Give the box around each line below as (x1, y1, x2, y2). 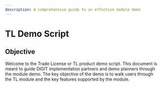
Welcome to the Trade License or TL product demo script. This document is (5, 61, 158, 66)
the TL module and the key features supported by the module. (5, 76, 130, 82)
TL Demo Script (5, 28, 69, 39)
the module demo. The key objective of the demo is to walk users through (5, 71, 154, 77)
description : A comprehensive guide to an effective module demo (5, 7, 141, 12)
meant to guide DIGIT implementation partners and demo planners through (5, 65, 155, 71)
